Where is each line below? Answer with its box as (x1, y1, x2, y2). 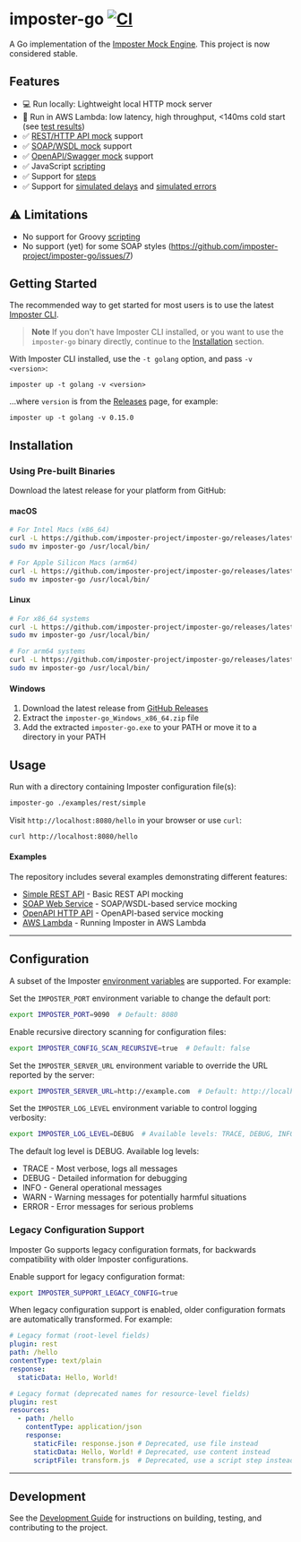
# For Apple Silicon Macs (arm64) (9, 558, 139, 567)
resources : (9, 1406, 50, 1415)
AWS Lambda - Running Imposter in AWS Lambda (21, 917, 207, 927)
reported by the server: (9, 1069, 95, 1080)
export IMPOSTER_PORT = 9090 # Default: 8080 (9, 1010, 178, 1019)
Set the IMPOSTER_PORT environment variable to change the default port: (9, 993, 271, 1004)
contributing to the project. (9, 1522, 108, 1533)
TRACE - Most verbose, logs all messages (21, 1163, 178, 1174)
